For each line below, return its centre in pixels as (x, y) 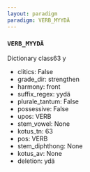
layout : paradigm (32, 14)
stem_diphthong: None (50, 146)
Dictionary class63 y (37, 58)
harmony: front (39, 86)
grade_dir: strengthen (48, 79)
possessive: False (43, 108)
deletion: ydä (36, 161)
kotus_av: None (40, 153)
